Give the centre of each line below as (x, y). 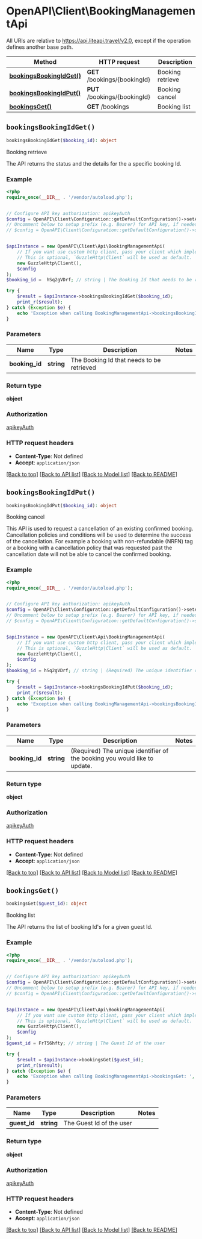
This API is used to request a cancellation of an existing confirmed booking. (100, 529)
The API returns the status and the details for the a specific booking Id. (94, 163)
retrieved (83, 367)
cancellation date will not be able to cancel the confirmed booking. (89, 554)
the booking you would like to (112, 758)
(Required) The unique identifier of (120, 751)
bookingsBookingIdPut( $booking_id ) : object (62, 505)
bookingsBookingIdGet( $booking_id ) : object (62, 140)
